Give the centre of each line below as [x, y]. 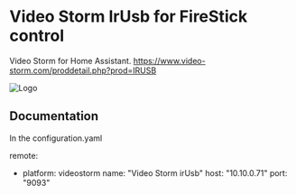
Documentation [54, 116]
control [37, 36]
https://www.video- [169, 60]
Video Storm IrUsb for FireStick [129, 17]
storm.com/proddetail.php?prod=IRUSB [83, 70]
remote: [24, 155]
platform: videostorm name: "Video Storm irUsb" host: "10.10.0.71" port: [155, 172]
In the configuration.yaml [56, 138]
